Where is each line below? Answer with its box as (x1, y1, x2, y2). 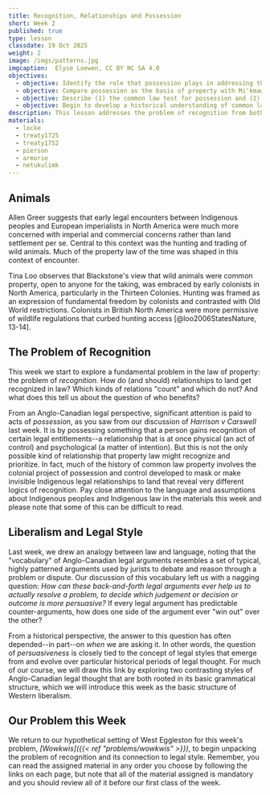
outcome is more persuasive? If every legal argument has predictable (8, 598, 238, 608)
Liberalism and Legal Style (8, 525, 143, 539)
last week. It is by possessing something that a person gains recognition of (8, 425, 256, 435)
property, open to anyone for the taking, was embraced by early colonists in (8, 279, 260, 289)
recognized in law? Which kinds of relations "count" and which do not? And (8, 384, 259, 393)
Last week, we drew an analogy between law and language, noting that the (8, 546, 256, 556)
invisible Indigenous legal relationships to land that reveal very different (8, 476, 244, 486)
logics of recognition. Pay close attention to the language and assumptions (8, 484, 256, 495)
